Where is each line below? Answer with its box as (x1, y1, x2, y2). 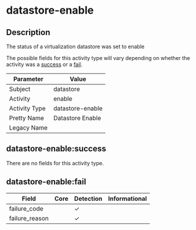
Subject (9, 85, 31, 93)
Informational (108, 194, 147, 203)
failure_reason (9, 214, 49, 222)
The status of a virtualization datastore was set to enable (6, 43, 145, 50)
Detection (73, 194, 102, 203)
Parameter (13, 75, 44, 83)
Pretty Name (9, 114, 44, 122)
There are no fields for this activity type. (6, 159, 104, 166)
